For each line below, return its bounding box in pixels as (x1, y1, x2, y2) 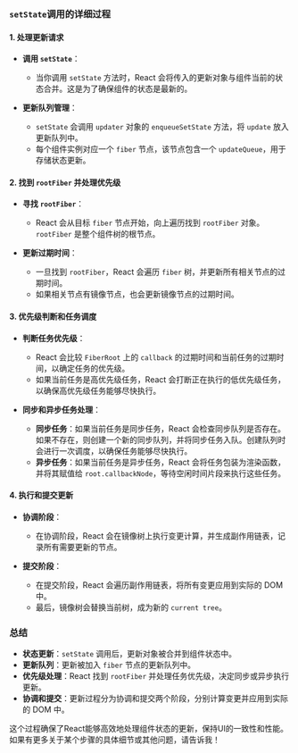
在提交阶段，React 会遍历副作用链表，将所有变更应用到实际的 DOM (35, 579, 284, 590)
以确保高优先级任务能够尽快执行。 (35, 385, 161, 396)
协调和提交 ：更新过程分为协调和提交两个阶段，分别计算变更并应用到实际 (21, 693, 288, 704)
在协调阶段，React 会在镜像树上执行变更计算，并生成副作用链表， (35, 530, 278, 541)
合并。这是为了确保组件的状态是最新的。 (43, 83, 193, 95)
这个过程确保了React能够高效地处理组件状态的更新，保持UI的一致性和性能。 (9, 724, 288, 734)
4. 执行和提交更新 (9, 489, 74, 501)
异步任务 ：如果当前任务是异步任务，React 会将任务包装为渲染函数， (35, 456, 286, 467)
